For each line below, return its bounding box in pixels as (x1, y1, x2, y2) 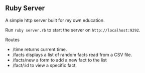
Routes (5, 36, 20, 42)
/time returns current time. (12, 46, 67, 52)
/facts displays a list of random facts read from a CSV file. (12, 51, 132, 57)
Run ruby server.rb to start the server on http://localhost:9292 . (5, 27, 140, 33)
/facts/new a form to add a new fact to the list (12, 57, 107, 63)
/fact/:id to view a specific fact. (12, 62, 77, 68)
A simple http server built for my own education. (5, 17, 105, 23)
